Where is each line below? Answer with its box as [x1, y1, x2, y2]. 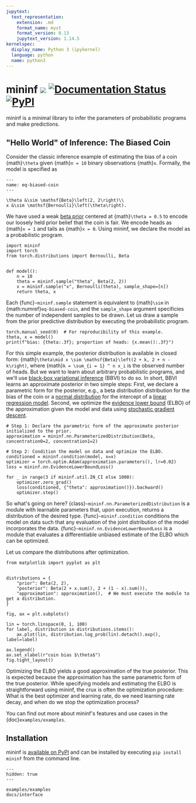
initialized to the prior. [6, 428, 72, 434]
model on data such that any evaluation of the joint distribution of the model [6, 519, 189, 526]
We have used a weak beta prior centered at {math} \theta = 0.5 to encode [6, 213, 188, 220]
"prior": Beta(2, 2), [16, 581, 69, 586]
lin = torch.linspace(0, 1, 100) [6, 622, 88, 627]
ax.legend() [6, 647, 35, 653]
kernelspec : [6, 42, 35, 47]
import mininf [6, 243, 41, 249]
